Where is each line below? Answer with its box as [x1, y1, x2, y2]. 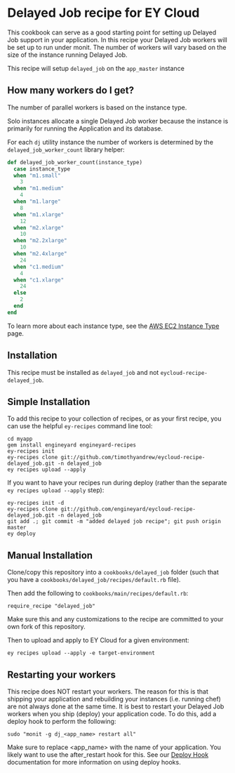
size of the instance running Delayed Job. [7, 51, 128, 59]
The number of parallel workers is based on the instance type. [7, 103, 187, 112]
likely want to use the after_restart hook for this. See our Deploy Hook [7, 751, 209, 759]
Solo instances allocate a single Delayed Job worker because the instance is [7, 117, 229, 125]
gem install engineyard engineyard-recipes [7, 442, 137, 449]
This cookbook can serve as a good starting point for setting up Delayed [7, 28, 217, 37]
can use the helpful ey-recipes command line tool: [7, 422, 153, 430]
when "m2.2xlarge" [13, 237, 68, 244]
